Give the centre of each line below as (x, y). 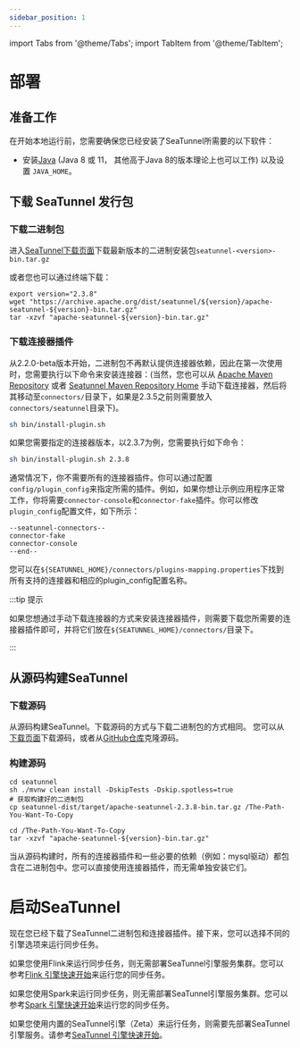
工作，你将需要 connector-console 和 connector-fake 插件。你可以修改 (134, 500)
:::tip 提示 (26, 599)
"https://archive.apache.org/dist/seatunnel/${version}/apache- (151, 302)
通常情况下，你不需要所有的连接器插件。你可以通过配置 (111, 478)
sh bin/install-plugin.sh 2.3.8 (69, 460)
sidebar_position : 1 (48, 17)
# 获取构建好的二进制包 (47, 800)
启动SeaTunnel (65, 907)
